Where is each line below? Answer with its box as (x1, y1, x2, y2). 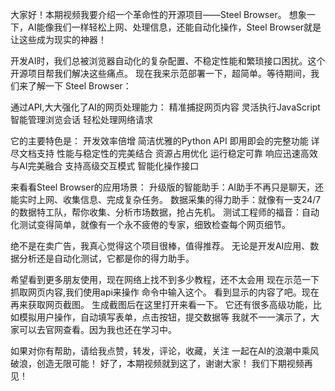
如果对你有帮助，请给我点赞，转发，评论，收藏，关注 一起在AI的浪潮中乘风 (10, 345, 320, 357)
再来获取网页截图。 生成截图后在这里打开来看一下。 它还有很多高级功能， (10, 299, 313, 310)
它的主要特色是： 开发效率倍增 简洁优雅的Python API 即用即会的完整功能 (10, 135, 309, 147)
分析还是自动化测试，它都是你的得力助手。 (18, 253, 195, 264)
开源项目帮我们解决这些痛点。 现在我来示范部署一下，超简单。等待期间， (10, 68, 311, 79)
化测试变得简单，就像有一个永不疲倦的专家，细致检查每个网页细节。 (10, 219, 291, 230)
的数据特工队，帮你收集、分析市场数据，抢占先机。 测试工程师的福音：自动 (10, 206, 320, 218)
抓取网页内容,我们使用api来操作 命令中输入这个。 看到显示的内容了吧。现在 (10, 286, 320, 298)
